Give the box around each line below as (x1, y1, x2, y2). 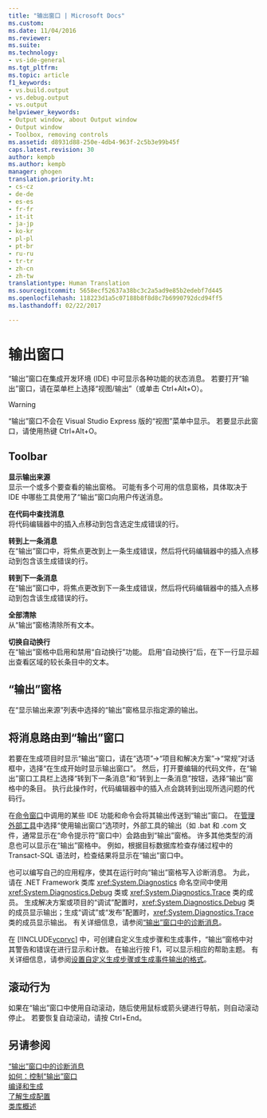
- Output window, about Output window (8, 116, 137, 124)
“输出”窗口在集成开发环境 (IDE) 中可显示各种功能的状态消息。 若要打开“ (8, 373, 242, 383)
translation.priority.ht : (8, 175, 94, 184)
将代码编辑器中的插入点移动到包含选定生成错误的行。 (8, 519, 183, 529)
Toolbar (8, 449, 48, 464)
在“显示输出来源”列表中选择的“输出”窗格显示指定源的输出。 (8, 705, 202, 715)
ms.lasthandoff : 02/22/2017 (8, 301, 102, 309)
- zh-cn (8, 265, 34, 273)
